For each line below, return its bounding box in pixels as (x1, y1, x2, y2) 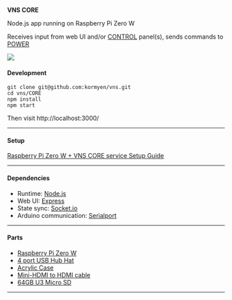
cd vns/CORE (7, 90, 41, 97)
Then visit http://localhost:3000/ (7, 114, 99, 123)
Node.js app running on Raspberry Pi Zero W (7, 19, 135, 27)
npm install (7, 96, 41, 103)
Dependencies (7, 174, 50, 182)
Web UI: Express (17, 197, 65, 205)
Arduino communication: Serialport (17, 211, 117, 219)
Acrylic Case (17, 263, 54, 272)
